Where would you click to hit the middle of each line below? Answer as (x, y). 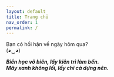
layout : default (26, 11)
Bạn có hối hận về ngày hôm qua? (47, 44)
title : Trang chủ (27, 17)
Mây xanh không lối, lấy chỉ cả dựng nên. (57, 68)
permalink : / (22, 28)
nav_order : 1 (22, 22)
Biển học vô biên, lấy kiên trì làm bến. (53, 62)
